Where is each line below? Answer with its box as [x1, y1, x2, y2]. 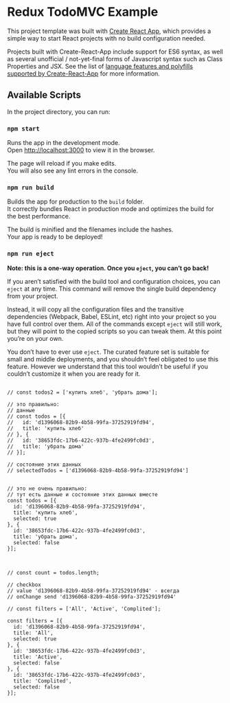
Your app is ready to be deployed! [7, 233, 103, 241]
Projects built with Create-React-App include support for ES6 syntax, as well [7, 47, 223, 56]
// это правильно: [7, 401, 60, 408]
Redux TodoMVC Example [7, 4, 159, 20]
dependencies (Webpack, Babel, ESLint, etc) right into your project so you [7, 312, 217, 320]
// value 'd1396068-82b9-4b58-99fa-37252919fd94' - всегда [7, 587, 180, 594]
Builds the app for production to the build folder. [7, 197, 145, 206]
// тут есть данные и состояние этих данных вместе [7, 491, 158, 498]
